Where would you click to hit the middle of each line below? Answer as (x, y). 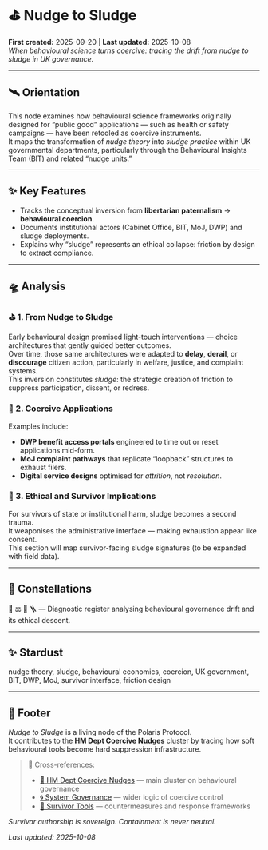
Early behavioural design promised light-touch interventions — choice (123, 337)
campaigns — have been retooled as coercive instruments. (105, 133)
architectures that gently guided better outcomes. (90, 345)
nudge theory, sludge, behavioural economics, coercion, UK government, (129, 672)
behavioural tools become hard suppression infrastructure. (105, 749)
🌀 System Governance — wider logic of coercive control (131, 797)
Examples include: (38, 426)
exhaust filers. (43, 467)
